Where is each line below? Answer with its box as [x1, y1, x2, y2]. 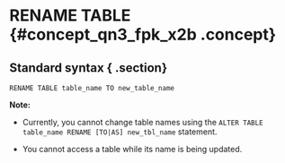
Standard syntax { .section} [9, 60, 168, 75]
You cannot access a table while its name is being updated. [22, 144, 243, 154]
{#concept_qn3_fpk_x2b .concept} [9, 24, 277, 45]
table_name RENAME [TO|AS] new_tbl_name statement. [22, 126, 218, 137]
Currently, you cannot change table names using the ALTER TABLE [22, 117, 263, 127]
